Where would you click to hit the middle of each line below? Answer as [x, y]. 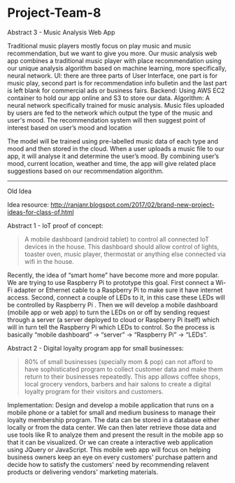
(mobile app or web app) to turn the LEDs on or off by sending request [108, 312]
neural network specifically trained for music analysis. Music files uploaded [116, 105]
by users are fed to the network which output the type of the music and [110, 113]
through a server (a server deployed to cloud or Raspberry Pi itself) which [114, 319]
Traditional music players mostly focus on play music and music [99, 45]
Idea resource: [28, 204]
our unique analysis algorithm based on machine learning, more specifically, [117, 68]
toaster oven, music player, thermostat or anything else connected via [125, 254]
